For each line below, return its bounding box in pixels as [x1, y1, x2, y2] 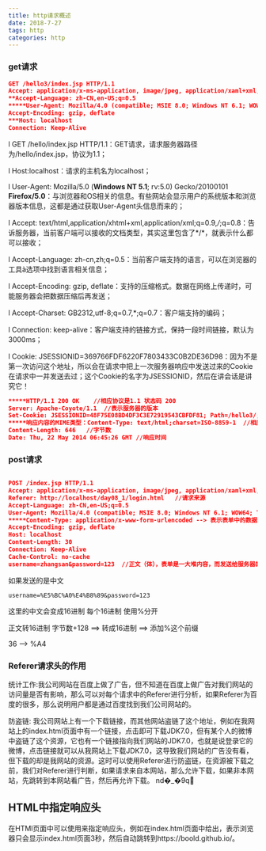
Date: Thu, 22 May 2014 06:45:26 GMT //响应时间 [8, 434, 167, 442]
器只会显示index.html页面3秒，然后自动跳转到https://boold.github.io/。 [8, 833, 240, 843]
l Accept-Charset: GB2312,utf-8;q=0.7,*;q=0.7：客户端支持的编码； [8, 308, 227, 317]
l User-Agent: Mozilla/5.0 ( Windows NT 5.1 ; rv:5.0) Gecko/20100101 [8, 181, 229, 191]
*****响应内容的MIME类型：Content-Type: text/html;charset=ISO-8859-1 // [8, 419, 251, 427]
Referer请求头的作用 [8, 660, 87, 671]
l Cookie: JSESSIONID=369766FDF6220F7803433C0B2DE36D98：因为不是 [8, 351, 258, 361]
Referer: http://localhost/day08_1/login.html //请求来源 [8, 494, 206, 502]
